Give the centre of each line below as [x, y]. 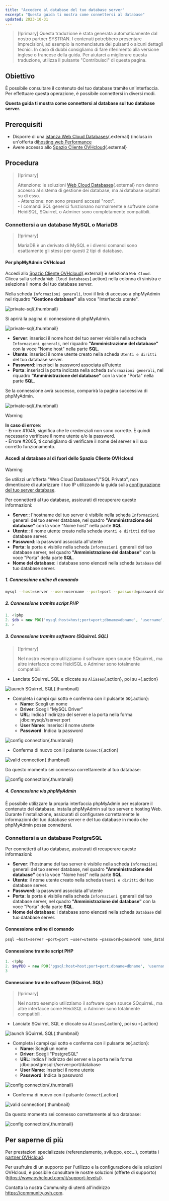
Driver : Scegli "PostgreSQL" [49, 1054]
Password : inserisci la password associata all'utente [67, 365]
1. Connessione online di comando [42, 580]
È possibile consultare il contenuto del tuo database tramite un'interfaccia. [82, 88]
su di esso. [29, 195]
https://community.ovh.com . [34, 1193]
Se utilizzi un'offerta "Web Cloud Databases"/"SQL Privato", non [72, 479]
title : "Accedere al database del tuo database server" [65, 10]
